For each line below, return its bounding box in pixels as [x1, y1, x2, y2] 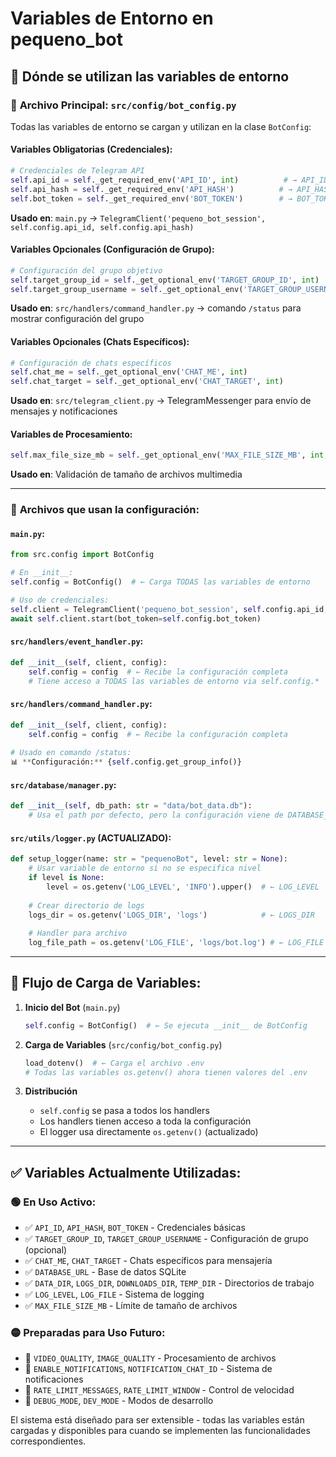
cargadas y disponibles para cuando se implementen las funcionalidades [10, 1425, 311, 1437]
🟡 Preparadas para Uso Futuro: [10, 1326, 166, 1340]
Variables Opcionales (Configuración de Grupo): [10, 243, 215, 256]
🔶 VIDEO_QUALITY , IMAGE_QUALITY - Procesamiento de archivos [24, 1352, 277, 1364]
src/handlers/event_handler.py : [10, 635, 144, 647]
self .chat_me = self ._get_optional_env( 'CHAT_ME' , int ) [10, 367, 248, 377]
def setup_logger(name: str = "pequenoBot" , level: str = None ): [10, 854, 288, 864]
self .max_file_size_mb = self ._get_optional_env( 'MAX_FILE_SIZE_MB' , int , [10, 450, 329, 461]
